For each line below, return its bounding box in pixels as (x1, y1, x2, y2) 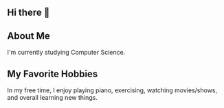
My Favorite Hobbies (7, 68, 98, 79)
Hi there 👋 (7, 7, 50, 18)
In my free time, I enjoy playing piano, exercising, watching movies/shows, (7, 86, 218, 94)
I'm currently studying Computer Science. (7, 49, 126, 57)
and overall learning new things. (7, 94, 98, 102)
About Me (7, 30, 50, 42)
